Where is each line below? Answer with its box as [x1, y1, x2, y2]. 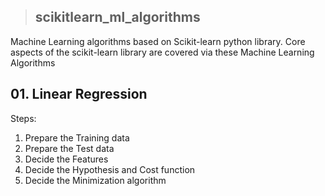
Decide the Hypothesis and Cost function [24, 163, 196, 175]
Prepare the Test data [24, 142, 115, 154]
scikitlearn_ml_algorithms [34, 9, 201, 26]
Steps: [10, 112, 37, 124]
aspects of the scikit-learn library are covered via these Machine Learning [10, 46, 315, 58]
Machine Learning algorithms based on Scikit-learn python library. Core [10, 35, 306, 47]
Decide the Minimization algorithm [24, 174, 167, 186]
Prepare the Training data [24, 131, 130, 144]
